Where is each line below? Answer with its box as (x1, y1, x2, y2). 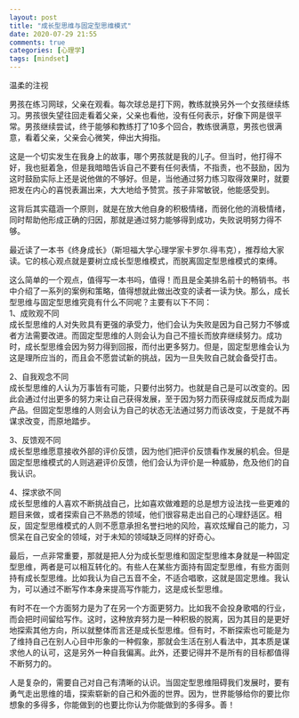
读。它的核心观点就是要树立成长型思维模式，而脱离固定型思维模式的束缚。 (9, 255, 282, 266)
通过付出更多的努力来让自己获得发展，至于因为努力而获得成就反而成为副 (24, 393, 290, 404)
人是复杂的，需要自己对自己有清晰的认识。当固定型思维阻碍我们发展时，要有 (9, 677, 290, 688)
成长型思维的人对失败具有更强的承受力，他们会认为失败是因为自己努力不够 (9, 319, 282, 329)
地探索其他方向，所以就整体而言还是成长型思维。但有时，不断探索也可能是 (9, 625, 282, 635)
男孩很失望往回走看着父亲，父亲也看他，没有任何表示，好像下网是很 (24, 110, 274, 120)
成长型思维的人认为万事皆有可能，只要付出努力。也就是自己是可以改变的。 (9, 383, 282, 392)
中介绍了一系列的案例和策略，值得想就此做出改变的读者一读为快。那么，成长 (9, 286, 290, 296)
